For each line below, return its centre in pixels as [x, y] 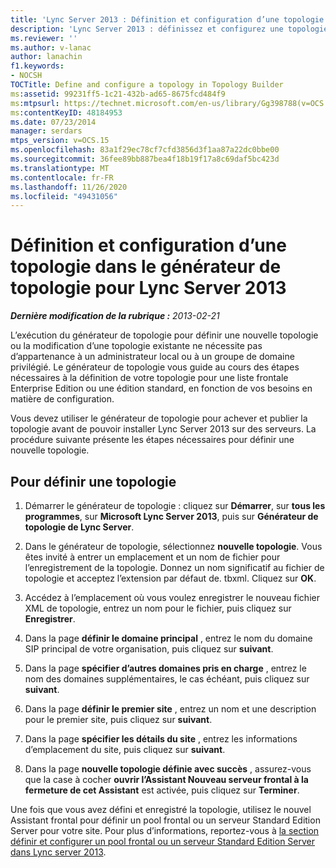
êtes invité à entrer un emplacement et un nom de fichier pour [152, 557]
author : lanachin [46, 57]
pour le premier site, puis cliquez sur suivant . [118, 719]
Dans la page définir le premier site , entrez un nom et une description [170, 709]
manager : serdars [46, 131]
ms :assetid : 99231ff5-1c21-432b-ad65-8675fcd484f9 [118, 94]
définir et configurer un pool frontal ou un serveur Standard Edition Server [163, 841]
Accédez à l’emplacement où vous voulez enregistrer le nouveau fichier [172, 597]
